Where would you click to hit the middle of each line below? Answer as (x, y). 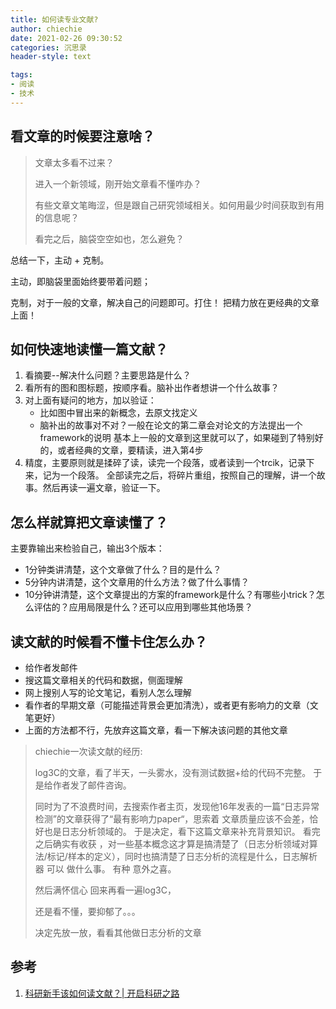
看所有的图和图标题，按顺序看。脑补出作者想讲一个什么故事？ (152, 388)
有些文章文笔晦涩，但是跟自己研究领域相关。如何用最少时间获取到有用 (179, 205)
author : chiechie (46, 29)
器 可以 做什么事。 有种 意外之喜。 (105, 869)
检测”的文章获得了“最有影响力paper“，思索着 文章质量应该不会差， (172, 819)
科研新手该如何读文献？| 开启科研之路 (102, 993)
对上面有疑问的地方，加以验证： (90, 400)
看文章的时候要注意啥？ (82, 136)
